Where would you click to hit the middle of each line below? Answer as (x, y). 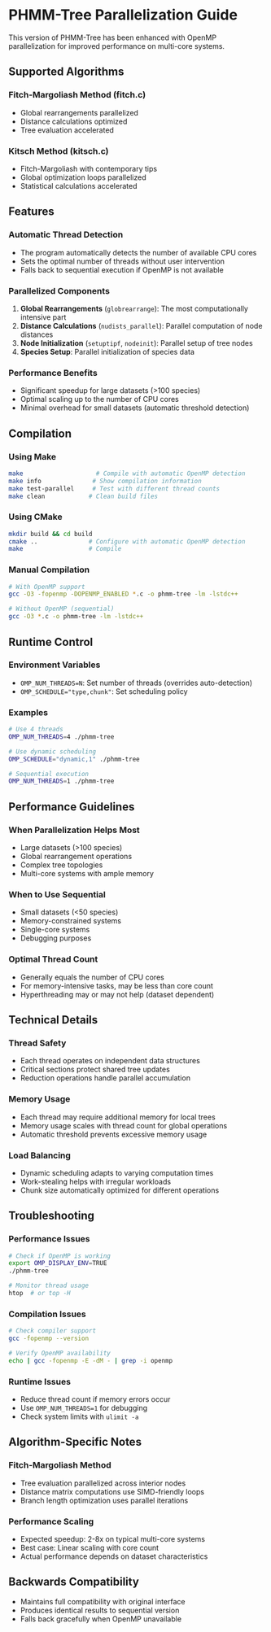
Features (31, 212)
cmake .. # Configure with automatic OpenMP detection (127, 541)
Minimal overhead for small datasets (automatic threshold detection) (135, 408)
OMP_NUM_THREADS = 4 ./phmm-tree (61, 737)
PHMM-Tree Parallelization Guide (123, 15)
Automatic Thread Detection (66, 235)
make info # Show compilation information (105, 481)
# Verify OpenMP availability (60, 1353)
